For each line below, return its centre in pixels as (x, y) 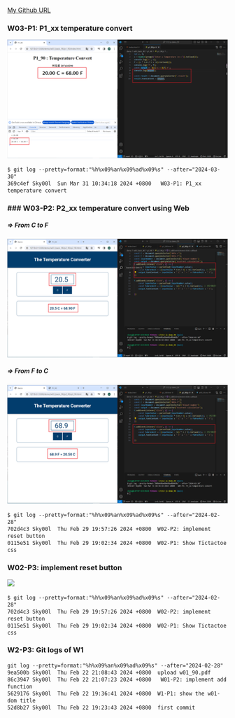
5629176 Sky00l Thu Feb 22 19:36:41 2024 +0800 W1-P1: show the (106, 693)
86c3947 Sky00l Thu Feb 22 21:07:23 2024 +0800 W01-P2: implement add (117, 679)
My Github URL (29, 10)
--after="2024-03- (193, 170)
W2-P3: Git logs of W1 (45, 650)
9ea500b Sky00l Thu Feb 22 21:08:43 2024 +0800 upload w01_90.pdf (109, 672)
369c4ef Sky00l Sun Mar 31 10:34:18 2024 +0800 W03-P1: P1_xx (104, 184)
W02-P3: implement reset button (65, 568)
